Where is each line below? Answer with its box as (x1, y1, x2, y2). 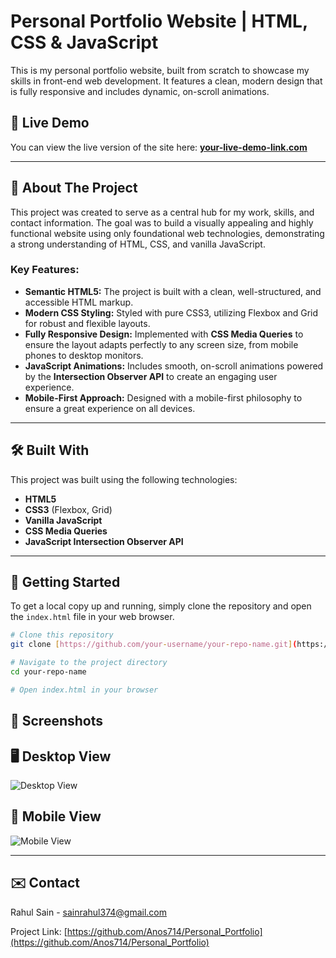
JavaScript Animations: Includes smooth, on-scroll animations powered (24, 360, 324, 372)
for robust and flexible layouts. (24, 317, 151, 329)
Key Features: (10, 263, 80, 277)
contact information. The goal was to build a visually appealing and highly (10, 216, 314, 229)
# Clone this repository (10, 630, 114, 640)
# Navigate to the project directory (10, 658, 168, 668)
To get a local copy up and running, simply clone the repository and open (10, 600, 312, 612)
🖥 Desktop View (10, 748, 112, 765)
